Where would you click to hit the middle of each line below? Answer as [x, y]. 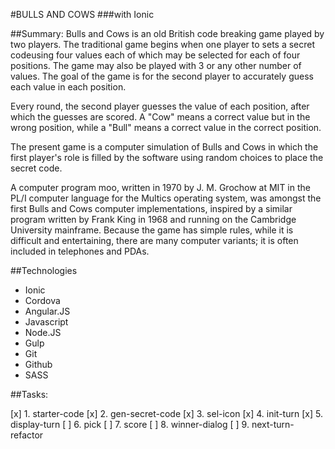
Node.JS [43, 332]
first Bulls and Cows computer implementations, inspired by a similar [151, 208]
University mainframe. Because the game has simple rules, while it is [152, 230]
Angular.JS [47, 311]
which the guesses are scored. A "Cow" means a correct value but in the [160, 117]
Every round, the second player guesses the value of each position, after [160, 106]
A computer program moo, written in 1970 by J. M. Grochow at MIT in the [160, 187]
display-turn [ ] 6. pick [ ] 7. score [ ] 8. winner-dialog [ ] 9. [130, 424]
